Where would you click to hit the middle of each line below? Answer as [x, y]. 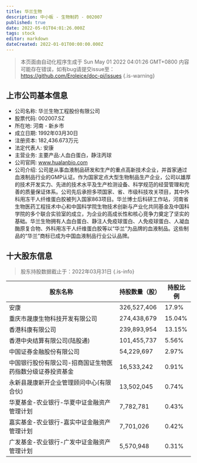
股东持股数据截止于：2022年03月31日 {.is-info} [77, 271]
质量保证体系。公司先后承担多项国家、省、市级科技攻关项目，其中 [105, 192]
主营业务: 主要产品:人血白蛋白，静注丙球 [63, 155]
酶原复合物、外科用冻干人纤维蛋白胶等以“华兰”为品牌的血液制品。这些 [99, 228]
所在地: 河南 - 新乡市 [39, 125]
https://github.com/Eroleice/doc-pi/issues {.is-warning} [88, 76]
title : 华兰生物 [24, 11]
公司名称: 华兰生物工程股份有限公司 [57, 111]
